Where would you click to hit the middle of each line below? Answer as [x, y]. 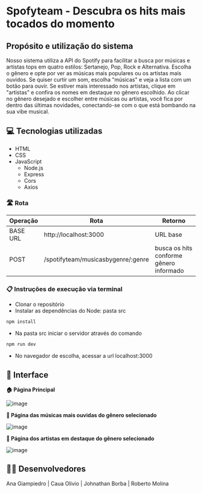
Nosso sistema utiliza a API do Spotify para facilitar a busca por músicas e [98, 60]
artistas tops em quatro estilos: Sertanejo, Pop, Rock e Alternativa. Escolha [99, 67]
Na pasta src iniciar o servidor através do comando [78, 333]
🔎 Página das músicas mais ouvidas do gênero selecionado [82, 415]
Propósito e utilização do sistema [70, 46]
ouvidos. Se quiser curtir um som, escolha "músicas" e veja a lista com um [99, 80]
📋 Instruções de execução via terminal [65, 289]
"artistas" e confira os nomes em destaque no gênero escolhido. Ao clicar [98, 92]
